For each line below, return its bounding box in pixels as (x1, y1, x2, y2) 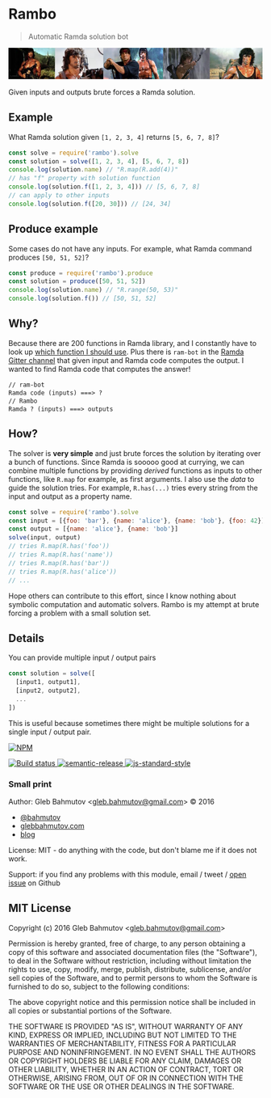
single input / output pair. (8, 727, 92, 737)
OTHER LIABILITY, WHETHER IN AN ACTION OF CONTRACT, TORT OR (8, 1064, 244, 1074)
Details (8, 631, 44, 645)
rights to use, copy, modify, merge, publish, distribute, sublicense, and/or (8, 964, 252, 974)
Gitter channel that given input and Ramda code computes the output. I (8, 355, 244, 365)
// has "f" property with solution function (8, 175, 161, 183)
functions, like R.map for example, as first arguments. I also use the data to (8, 474, 255, 484)
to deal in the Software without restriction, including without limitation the (8, 956, 252, 965)
